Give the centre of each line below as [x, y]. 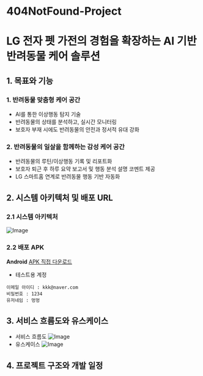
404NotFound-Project [64, 11]
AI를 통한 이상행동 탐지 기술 [48, 114]
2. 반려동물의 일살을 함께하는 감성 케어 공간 [66, 147]
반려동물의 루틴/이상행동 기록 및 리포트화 [64, 161]
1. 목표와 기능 [30, 81]
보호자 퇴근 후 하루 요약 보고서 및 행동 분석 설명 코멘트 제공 [85, 169]
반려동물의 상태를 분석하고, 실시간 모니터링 [66, 122]
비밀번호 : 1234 [24, 294]
